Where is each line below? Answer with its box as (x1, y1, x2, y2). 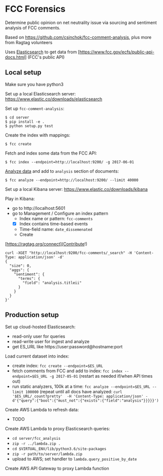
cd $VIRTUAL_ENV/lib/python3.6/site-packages (12, 446, 106, 451)
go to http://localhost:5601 (12, 205, 65, 211)
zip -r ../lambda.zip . (12, 441, 61, 446)
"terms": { (18, 276, 41, 281)
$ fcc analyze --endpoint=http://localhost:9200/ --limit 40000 (5, 178, 139, 182)
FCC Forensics (5, 3, 66, 15)
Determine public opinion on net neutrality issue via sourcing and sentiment (5, 20, 157, 25)
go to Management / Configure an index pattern (12, 210, 108, 216)
